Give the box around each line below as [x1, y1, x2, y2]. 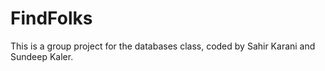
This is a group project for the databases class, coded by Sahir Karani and [10, 40, 316, 52]
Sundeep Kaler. [10, 50, 74, 62]
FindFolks [10, 7, 93, 30]
